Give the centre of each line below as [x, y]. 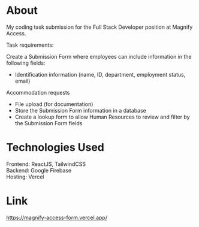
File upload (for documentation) [54, 104]
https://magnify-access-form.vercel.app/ [57, 217]
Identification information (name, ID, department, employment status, [100, 74]
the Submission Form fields [49, 123]
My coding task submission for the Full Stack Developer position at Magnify [99, 27]
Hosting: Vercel [25, 177]
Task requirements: [30, 45]
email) [22, 81]
